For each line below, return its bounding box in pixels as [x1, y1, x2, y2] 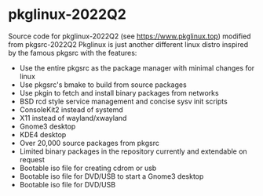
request [19, 154, 45, 164]
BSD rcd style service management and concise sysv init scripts [19, 96, 228, 106]
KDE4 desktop [19, 129, 67, 139]
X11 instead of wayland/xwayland [19, 113, 127, 122]
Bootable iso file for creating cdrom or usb [19, 163, 157, 172]
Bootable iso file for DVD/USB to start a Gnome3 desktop [19, 171, 204, 181]
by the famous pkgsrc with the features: [8, 48, 137, 57]
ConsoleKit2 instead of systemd [19, 104, 123, 114]
